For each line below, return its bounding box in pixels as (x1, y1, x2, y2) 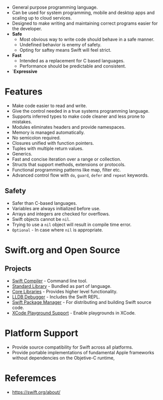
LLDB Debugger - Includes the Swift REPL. (12, 294, 100, 300)
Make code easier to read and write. (12, 103, 88, 109)
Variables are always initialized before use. (12, 205, 101, 211)
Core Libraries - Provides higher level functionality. (12, 288, 118, 294)
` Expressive (12, 68, 38, 74)
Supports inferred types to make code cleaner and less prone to (12, 113, 145, 119)
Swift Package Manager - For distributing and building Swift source (12, 299, 151, 305)
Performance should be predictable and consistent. (19, 63, 126, 69)
